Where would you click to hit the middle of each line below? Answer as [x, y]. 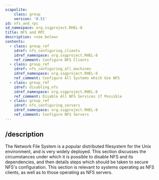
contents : [15, 42]
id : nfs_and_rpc [22, 23]
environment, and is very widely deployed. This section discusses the [76, 151]
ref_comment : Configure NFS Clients [52, 60]
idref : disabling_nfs [36, 87]
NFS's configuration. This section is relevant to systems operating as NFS [80, 167]
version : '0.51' [31, 19]
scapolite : [16, 10]
